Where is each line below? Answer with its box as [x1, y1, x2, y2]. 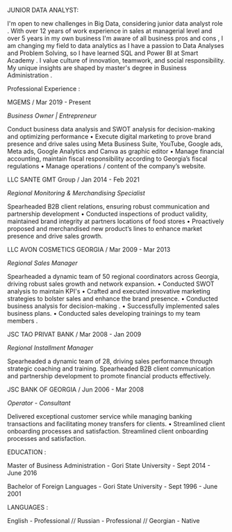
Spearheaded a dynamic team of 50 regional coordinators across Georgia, [7, 273, 220, 280]
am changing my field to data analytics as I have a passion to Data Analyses [7, 42, 224, 49]
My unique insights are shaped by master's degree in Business [7, 64, 187, 72]
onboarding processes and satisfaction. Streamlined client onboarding [7, 427, 208, 435]
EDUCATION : [7, 448, 47, 456]
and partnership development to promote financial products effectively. [7, 372, 211, 380]
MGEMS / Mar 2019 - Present [7, 98, 92, 106]
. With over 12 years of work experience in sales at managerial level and [7, 27, 213, 35]
